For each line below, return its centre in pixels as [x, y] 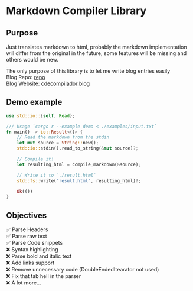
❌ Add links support [30, 263]
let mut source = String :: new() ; [58, 143]
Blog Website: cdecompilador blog [48, 83]
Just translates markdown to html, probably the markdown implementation [97, 47]
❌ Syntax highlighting [32, 250]
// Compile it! [35, 159]
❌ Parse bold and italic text [39, 256]
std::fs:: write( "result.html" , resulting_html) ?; [79, 181]
